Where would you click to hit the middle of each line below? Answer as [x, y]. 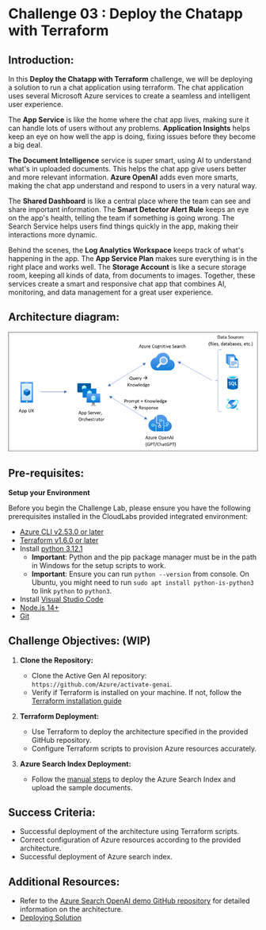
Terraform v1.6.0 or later [59, 540]
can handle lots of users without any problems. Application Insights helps [129, 128]
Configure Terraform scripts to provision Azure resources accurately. [144, 748]
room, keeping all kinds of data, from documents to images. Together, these [132, 275]
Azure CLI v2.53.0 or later [62, 532]
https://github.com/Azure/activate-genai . [102, 684]
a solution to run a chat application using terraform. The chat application [126, 87]
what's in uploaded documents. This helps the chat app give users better [127, 169]
